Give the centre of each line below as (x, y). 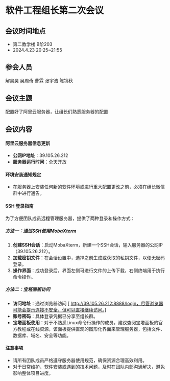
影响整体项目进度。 (33, 373)
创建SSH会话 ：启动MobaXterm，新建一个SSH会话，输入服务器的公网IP (88, 245)
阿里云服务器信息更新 (28, 143)
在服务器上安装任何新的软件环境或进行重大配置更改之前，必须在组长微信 (89, 187)
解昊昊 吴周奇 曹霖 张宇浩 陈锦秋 (39, 80)
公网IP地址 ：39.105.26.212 (40, 155)
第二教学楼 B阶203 (32, 44)
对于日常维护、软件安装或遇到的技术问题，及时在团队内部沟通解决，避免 (89, 367)
